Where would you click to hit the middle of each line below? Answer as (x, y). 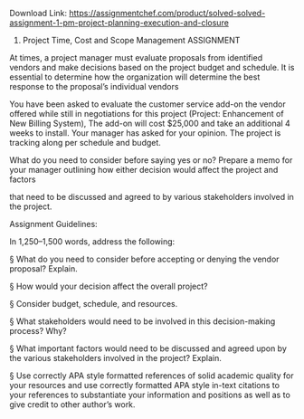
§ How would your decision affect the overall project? (109, 286)
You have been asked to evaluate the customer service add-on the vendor (148, 104)
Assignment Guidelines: (53, 224)
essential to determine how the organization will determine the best (135, 77)
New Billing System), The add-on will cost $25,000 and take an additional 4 (150, 123)
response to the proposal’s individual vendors (94, 86)
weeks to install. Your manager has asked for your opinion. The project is (145, 133)
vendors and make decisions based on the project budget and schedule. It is (152, 67)
